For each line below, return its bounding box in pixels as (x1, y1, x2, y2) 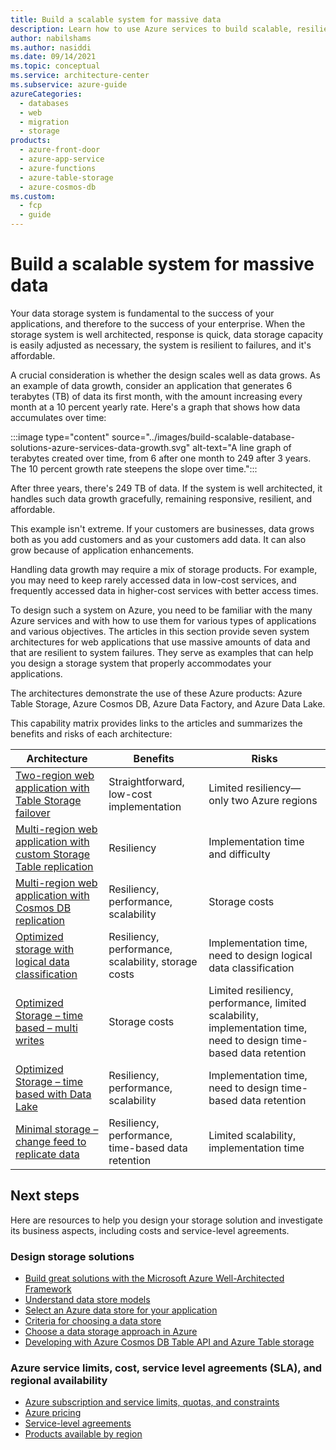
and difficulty (208, 847, 271, 861)
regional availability (10, 1373, 108, 1387)
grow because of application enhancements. (10, 544, 195, 556)
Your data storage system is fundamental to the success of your (10, 307, 275, 319)
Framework (24, 1283, 72, 1295)
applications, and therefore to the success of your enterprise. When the (10, 317, 306, 330)
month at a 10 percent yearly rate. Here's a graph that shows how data (10, 401, 301, 413)
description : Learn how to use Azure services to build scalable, (10, 24, 293, 34)
